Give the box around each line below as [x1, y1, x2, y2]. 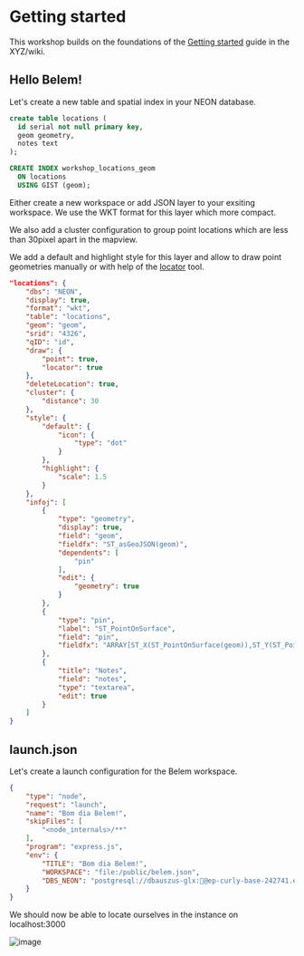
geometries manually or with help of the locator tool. [9, 261, 205, 272]
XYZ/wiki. [9, 45, 45, 56]
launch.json [9, 741, 78, 758]
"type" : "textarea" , [57, 682, 136, 692]
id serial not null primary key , [17, 122, 144, 131]
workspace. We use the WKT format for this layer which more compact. [9, 207, 277, 217]
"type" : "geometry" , [57, 515, 136, 524]
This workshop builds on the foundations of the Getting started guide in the [9, 36, 290, 47]
